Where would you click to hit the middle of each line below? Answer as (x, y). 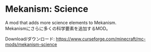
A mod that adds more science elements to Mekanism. (61, 23)
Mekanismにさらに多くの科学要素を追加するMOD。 (58, 28)
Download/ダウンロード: (30, 39)
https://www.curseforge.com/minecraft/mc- (101, 39)
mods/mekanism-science (31, 44)
